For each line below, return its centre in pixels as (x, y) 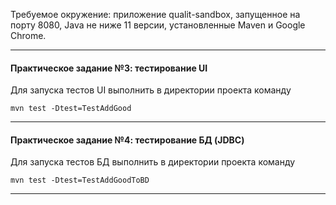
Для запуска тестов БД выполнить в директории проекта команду (153, 162)
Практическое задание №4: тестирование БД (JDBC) (127, 140)
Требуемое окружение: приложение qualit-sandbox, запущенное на (155, 14)
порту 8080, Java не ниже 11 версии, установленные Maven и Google (158, 25)
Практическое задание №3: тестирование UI (109, 68)
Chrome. (28, 35)
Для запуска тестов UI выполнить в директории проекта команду (151, 90)
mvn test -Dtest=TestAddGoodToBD (80, 180)
